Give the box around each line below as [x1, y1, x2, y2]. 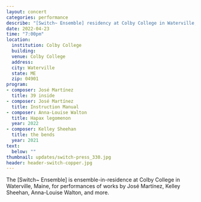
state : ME [11, 70, 36, 76]
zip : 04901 [11, 76, 39, 82]
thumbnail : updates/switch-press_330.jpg [6, 154, 112, 160]
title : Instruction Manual [11, 103, 79, 110]
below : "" [11, 148, 36, 155]
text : [6, 142, 20, 149]
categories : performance [6, 14, 68, 20]
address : [11, 59, 34, 65]
